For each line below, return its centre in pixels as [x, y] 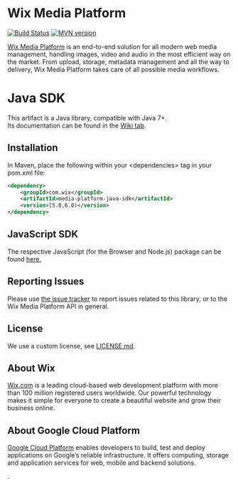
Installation [33, 148]
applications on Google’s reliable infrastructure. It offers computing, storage [118, 455]
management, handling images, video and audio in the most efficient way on [119, 54]
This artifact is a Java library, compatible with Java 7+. [87, 118]
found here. [24, 259]
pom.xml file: [26, 172]
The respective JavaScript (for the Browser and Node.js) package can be [114, 252]
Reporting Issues [46, 282]
